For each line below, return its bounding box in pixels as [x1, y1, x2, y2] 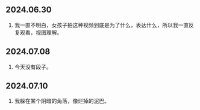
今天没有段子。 [14, 63, 52, 71]
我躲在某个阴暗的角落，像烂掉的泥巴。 [14, 97, 110, 105]
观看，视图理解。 [19, 29, 63, 36]
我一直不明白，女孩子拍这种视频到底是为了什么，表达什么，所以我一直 [14, 21, 189, 29]
